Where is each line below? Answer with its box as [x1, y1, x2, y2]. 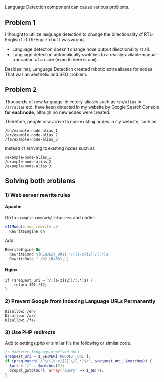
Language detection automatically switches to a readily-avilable [12, 51, 141, 57]
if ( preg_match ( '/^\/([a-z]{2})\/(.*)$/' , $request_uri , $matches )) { [5, 359, 152, 364]
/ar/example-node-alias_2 [5, 132, 58, 137]
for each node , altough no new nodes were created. [5, 109, 111, 115]
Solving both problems [5, 177, 76, 185]
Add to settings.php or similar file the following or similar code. [5, 340, 132, 346]
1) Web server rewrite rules [5, 191, 71, 198]
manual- [141, 51, 159, 57]
